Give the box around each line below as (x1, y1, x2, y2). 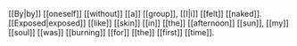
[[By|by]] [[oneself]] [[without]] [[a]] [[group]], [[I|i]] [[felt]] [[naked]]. (8, 9, 262, 19)
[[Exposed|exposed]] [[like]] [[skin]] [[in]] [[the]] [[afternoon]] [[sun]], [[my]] (8, 18, 289, 28)
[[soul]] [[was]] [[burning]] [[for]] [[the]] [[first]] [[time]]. (8, 27, 215, 37)
